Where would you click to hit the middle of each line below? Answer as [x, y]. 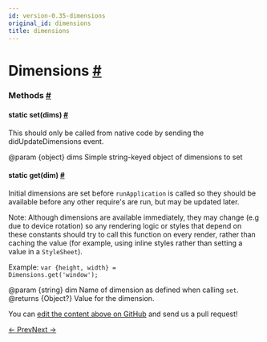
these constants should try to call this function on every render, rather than [132, 234]
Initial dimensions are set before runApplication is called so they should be [132, 193]
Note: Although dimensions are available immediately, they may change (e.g [133, 217]
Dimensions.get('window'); [53, 274]
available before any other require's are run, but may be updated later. [124, 201]
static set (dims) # [38, 115]
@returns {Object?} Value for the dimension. [81, 298]
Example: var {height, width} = [62, 267]
